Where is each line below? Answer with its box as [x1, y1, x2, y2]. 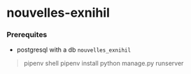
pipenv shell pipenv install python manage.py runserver [23, 59, 184, 68]
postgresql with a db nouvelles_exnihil [16, 45, 131, 54]
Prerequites [6, 30, 48, 40]
